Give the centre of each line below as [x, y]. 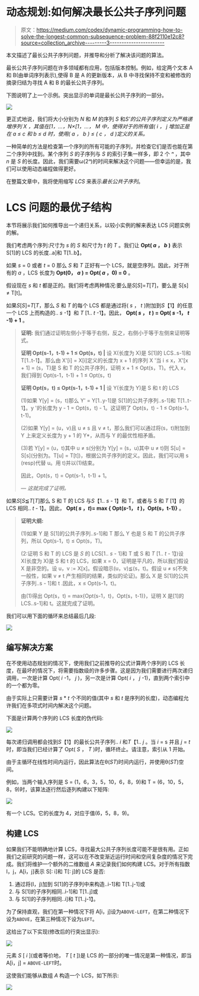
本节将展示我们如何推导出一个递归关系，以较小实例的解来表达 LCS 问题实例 [98, 225]
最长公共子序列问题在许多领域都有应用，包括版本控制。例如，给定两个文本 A [99, 67]
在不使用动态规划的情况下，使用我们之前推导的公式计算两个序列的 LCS [92, 663]
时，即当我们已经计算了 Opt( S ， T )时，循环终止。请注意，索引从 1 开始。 [97, 749]
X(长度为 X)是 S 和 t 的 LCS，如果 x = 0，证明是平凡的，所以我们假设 [105, 561]
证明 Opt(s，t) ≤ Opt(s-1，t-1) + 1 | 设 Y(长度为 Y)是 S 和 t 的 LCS [100, 387]
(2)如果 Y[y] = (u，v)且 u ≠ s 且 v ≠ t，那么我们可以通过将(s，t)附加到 [105, 428]
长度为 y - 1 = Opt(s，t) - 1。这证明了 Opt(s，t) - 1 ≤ [105, 408]
